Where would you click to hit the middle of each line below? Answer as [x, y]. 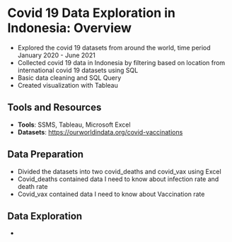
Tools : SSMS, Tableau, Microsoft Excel [74, 125]
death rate [33, 186]
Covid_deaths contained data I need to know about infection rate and [118, 179]
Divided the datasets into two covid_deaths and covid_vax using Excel [119, 171]
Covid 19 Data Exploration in [91, 13]
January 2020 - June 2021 [56, 55]
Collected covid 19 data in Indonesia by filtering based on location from [121, 62]
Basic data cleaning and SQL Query [69, 77]
